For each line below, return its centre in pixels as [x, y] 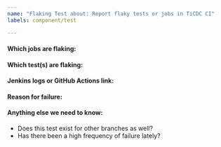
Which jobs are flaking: [42, 49]
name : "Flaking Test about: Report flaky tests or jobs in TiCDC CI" [111, 14]
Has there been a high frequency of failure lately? [89, 136]
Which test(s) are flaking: [45, 64]
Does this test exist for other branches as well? [85, 128]
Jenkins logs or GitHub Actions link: [61, 80]
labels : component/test [42, 20]
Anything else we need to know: [55, 113]
